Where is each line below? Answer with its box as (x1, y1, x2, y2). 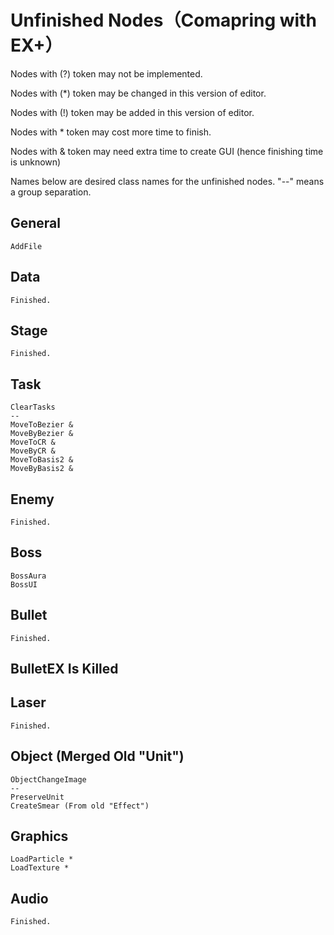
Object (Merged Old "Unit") (10, 748, 185, 765)
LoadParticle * (10, 854, 74, 865)
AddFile (10, 241, 43, 251)
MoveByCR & (10, 446, 56, 456)
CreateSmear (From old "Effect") (10, 801, 150, 811)
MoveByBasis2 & (10, 464, 74, 474)
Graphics (10, 828, 69, 845)
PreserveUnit (10, 792, 65, 802)
